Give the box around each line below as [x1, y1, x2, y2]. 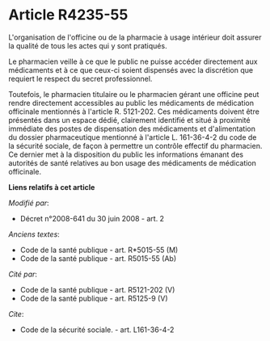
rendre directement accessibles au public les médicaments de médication [8, 98, 255, 107]
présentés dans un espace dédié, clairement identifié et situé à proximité [8, 115, 251, 124]
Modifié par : [8, 198, 50, 208]
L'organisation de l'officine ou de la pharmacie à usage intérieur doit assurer [8, 32, 262, 42]
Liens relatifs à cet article [8, 182, 95, 192]
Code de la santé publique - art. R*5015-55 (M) [19, 245, 179, 255]
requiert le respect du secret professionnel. [8, 74, 153, 83]
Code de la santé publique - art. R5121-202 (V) [19, 284, 175, 294]
